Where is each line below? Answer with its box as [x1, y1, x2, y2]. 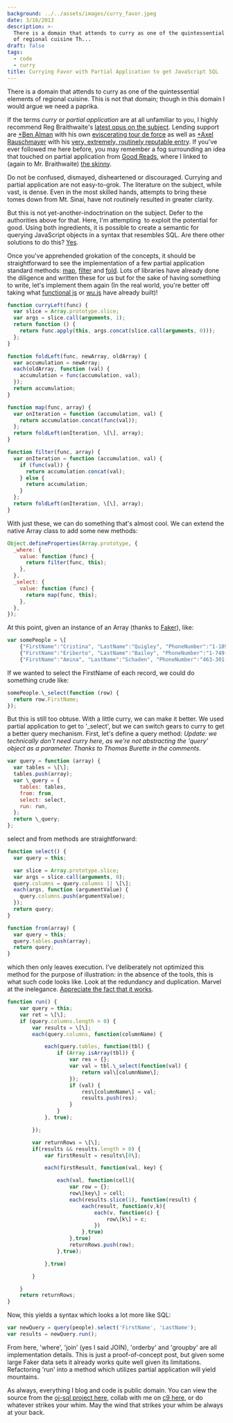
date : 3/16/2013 [7, 17, 54, 24]
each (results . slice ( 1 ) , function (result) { [69, 1196, 197, 1203]
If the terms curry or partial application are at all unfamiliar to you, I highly [7, 115, 218, 123]
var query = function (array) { [7, 758, 101, 765]
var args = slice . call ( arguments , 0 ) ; [13, 873, 126, 880]
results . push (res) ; [81, 1094, 138, 1102]
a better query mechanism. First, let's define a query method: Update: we [7, 729, 217, 738]
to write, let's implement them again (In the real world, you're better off [7, 281, 209, 289]
